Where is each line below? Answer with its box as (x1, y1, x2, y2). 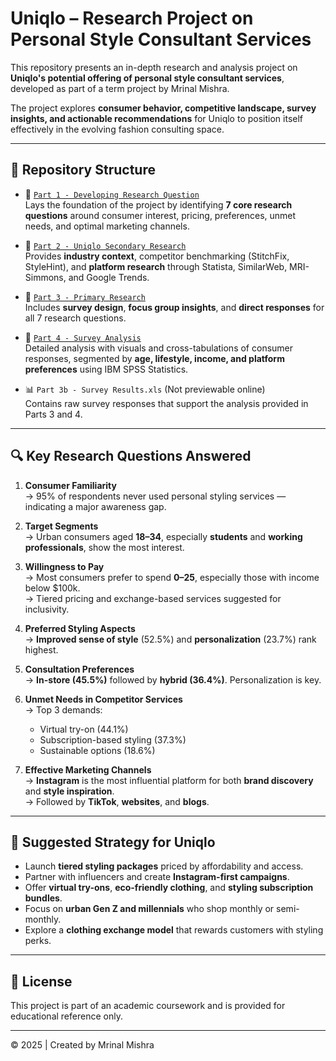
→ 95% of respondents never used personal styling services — (24, 490, 287, 502)
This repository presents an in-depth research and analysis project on (10, 61, 298, 73)
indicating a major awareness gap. (24, 500, 167, 512)
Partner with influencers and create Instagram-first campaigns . (24, 871, 290, 883)
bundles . (24, 892, 63, 904)
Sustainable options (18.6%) (39, 744, 156, 756)
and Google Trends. (68, 271, 150, 283)
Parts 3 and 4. (24, 408, 83, 420)
